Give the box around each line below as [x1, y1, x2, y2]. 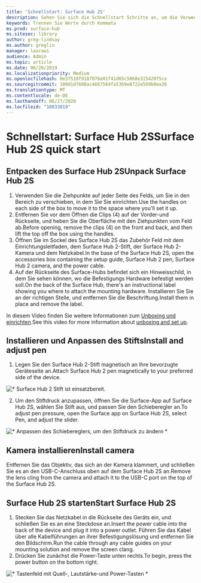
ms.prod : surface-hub [6, 25, 60, 32]
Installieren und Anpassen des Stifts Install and [6, 335, 184, 346]
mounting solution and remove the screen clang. [14, 545, 135, 553]
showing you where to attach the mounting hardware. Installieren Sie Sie [14, 287, 194, 295]
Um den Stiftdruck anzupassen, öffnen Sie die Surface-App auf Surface [14, 397, 192, 404]
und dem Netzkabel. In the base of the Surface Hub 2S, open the [35, 249, 194, 256]
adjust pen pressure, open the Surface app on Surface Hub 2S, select [14, 410, 187, 417]
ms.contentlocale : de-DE [6, 93, 68, 99]
